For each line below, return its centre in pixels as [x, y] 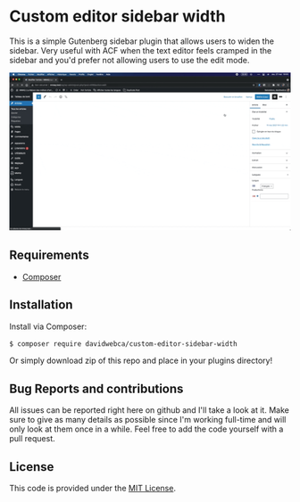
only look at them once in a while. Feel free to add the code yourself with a [146, 429]
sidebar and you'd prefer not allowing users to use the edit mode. [129, 60]
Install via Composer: [48, 326]
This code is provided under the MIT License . [93, 489]
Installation [41, 305]
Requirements [49, 255]
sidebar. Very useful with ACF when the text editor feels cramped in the [141, 50]
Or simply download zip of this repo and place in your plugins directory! [141, 361]
